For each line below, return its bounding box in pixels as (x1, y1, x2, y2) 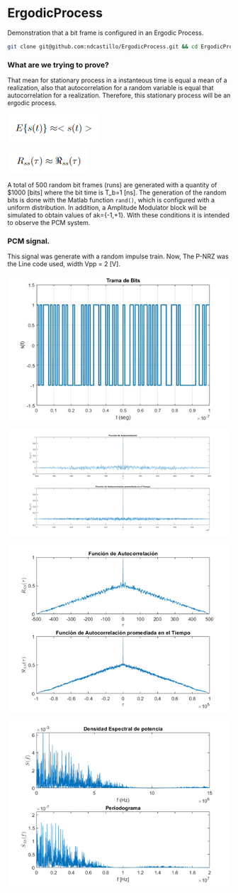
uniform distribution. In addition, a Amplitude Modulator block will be (7, 204, 208, 212)
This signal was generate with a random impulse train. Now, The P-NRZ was (7, 252, 229, 261)
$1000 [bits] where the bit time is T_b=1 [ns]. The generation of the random (7, 188, 227, 197)
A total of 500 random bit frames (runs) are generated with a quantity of (7, 181, 217, 190)
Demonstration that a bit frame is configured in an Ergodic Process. (7, 28, 204, 37)
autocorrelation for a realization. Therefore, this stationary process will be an (7, 91, 231, 100)
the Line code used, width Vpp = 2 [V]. (7, 260, 120, 268)
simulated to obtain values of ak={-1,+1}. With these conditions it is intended (7, 211, 230, 219)
